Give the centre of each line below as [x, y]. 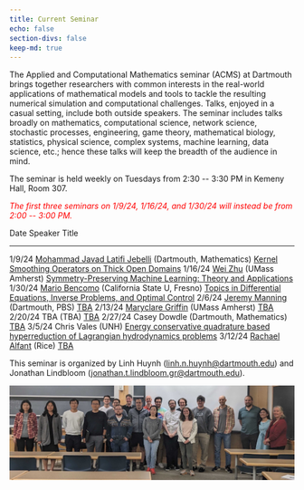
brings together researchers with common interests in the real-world [137, 84]
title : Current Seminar [54, 19]
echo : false [32, 29]
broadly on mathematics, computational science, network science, [133, 123]
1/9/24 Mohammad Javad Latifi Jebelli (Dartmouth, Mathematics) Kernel [144, 259]
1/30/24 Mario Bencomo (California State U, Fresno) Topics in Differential [145, 288]
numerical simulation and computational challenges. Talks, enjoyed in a [142, 103]
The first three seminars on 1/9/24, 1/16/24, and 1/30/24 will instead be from [151, 206]
